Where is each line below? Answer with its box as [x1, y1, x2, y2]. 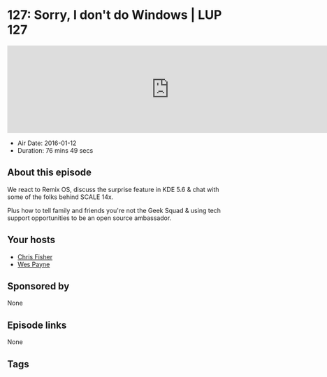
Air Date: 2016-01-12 [17, 139, 77, 147]
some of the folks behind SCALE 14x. [7, 193, 114, 201]
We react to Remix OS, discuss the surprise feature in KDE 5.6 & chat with [7, 185, 219, 193]
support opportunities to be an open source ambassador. [7, 214, 172, 222]
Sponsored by [7, 280, 70, 292]
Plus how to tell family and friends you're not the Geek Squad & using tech [7, 206, 221, 214]
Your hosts [7, 234, 56, 246]
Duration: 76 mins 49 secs [17, 146, 94, 154]
